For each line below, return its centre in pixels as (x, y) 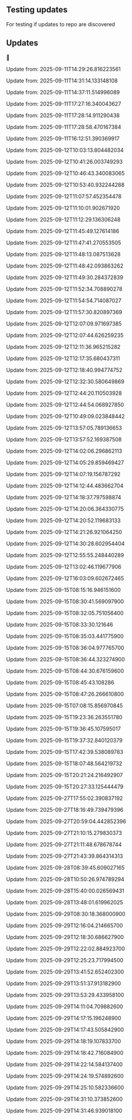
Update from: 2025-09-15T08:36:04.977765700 (65, 648)
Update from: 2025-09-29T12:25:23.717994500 (65, 960)
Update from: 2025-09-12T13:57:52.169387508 (64, 439)
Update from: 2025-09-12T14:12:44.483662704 (65, 486)
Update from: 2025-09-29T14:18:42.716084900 (65, 1053)
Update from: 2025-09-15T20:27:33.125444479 (65, 786)
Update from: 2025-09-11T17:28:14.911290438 (63, 115)
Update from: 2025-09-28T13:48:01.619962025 (65, 902)
